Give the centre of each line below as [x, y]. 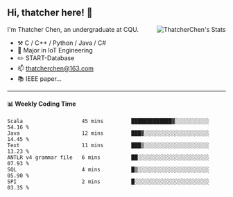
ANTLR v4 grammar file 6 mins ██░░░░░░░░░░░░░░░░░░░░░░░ [108, 158]
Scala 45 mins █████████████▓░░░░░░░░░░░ [108, 122]
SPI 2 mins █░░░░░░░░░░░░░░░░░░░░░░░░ [108, 182]
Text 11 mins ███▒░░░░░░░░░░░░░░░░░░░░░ [108, 146]
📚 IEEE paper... [40, 78]
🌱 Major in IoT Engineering [55, 50]
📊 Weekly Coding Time [42, 104]
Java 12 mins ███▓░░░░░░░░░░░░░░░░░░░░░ [108, 133]
